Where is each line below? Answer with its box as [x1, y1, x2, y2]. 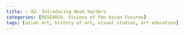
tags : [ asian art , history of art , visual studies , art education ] [6, 20, 179, 26]
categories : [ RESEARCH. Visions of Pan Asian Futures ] [6, 14, 147, 20]
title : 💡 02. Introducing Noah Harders [6, 8, 107, 15]
